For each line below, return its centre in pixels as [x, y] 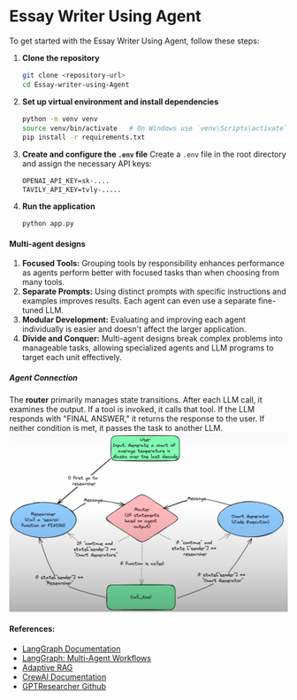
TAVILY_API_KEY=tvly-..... [72, 190]
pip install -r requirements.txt [84, 138]
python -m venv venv [60, 119]
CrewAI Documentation [64, 677]
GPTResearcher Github [64, 686]
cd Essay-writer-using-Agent [76, 85]
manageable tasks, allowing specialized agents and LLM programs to [148, 348]
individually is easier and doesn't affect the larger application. [134, 329]
